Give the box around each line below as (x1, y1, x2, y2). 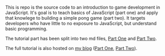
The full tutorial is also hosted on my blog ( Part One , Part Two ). (5, 45, 137, 51)
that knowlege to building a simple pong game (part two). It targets (5, 15, 146, 21)
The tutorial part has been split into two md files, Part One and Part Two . (5, 35, 157, 41)
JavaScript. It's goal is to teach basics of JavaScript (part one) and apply (5, 10, 158, 16)
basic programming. (5, 26, 47, 32)
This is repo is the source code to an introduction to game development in (5, 5, 160, 10)
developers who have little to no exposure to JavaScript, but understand (5, 20, 157, 26)
